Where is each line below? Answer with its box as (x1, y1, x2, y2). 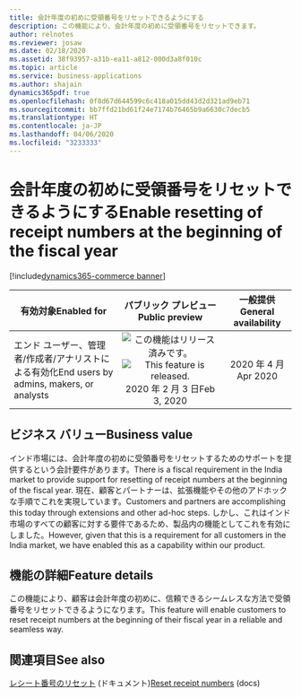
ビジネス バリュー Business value (9, 427, 193, 442)
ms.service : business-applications (9, 72, 142, 81)
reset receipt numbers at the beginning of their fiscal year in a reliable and (9, 614, 283, 625)
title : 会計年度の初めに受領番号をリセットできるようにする (9, 13, 204, 22)
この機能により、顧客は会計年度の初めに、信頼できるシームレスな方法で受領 (9, 593, 291, 604)
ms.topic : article (9, 64, 78, 73)
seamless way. (9, 624, 64, 635)
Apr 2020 (236, 370, 278, 382)
